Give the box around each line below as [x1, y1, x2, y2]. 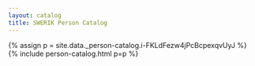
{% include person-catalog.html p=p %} [8, 49, 139, 58]
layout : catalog [8, 11, 62, 20]
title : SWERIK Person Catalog [8, 19, 108, 27]
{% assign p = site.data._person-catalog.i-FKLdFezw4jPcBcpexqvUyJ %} [8, 40, 247, 49]
